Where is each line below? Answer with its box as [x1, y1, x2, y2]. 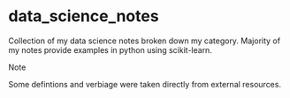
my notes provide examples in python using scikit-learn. [8, 44, 213, 55]
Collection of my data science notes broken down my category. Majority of [8, 35, 280, 46]
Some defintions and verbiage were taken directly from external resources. [8, 79, 282, 89]
